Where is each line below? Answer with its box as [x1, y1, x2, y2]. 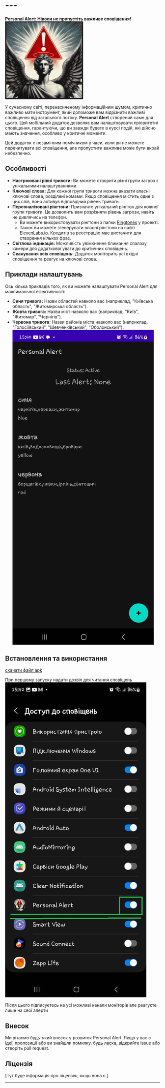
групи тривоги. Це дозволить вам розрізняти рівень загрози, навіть [12, 209, 155, 215]
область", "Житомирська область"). [12, 303, 88, 309]
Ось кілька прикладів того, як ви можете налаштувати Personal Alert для [5, 283, 158, 289]
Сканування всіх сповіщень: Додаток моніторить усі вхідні [12, 250, 138, 256]
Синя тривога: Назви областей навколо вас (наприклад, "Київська [12, 298, 153, 304]
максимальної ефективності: [5, 288, 65, 294]
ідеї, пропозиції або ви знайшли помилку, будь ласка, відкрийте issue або [5, 1040, 160, 1046]
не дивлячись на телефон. [12, 214, 67, 220]
